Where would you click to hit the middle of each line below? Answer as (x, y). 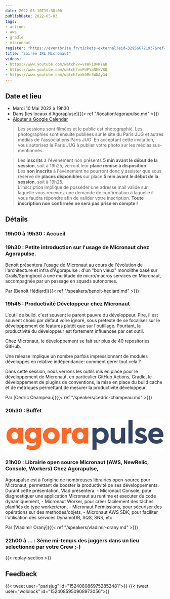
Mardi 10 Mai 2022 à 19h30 (41, 108)
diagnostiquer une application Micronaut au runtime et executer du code (81, 496)
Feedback (21, 574)
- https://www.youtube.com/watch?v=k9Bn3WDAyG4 (56, 75)
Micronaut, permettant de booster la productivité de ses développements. (82, 485)
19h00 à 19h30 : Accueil (35, 234)
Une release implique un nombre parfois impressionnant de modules (77, 356)
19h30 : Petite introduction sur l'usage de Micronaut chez (77, 248)
